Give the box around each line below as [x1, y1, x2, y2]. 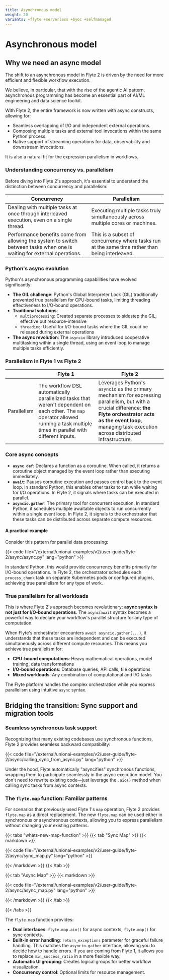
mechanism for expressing [98, 392, 161, 399]
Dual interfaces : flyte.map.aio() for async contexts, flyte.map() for [12, 927, 156, 933]
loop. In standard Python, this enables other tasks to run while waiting [12, 484, 157, 490]
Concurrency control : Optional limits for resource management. [12, 969, 146, 975]
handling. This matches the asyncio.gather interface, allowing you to [12, 943, 155, 949]
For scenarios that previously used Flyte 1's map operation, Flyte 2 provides [5, 806, 160, 813]
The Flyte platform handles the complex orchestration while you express [5, 681, 155, 687]
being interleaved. [91, 250, 134, 257]
